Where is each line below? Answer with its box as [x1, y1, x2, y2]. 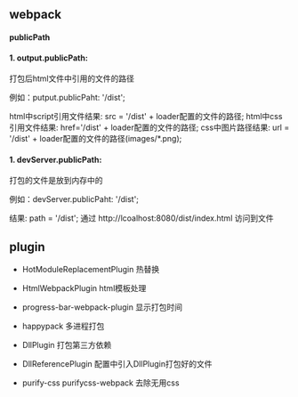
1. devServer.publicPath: [9, 154, 102, 165]
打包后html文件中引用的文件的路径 [9, 73, 135, 84]
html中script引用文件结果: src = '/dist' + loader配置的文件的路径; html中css [9, 111, 283, 122]
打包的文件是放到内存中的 [9, 175, 103, 186]
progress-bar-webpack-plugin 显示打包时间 [21, 302, 182, 312]
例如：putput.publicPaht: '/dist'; [9, 93, 126, 103]
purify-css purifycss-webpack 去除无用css [21, 377, 180, 388]
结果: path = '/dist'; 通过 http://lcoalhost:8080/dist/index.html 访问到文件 [9, 213, 274, 223]
